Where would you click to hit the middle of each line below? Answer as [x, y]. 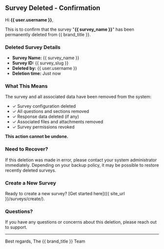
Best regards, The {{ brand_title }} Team [45, 241]
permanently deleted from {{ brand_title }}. [48, 34]
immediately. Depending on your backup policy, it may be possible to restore [82, 165]
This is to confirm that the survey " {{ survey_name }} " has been [70, 29]
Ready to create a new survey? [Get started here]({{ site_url [65, 193]
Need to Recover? [27, 149]
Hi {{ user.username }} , [29, 20]
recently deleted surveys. [31, 170]
